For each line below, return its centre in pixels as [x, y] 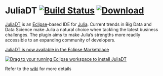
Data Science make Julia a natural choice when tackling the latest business [81, 29]
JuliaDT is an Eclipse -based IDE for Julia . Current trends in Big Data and [78, 24]
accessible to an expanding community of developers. [60, 40]
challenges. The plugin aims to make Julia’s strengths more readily [73, 35]
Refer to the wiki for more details [38, 69]
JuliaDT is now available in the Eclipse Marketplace [57, 49]
